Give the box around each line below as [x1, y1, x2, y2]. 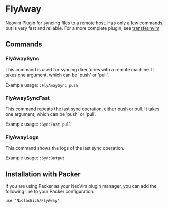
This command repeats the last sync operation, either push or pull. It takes [5, 106, 160, 112]
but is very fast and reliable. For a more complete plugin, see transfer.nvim [5, 25, 160, 31]
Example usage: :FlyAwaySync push [5, 81, 78, 88]
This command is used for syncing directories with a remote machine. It [5, 66, 154, 72]
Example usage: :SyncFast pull [5, 121, 72, 127]
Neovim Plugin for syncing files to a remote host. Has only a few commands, [5, 20, 164, 26]
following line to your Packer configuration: [5, 188, 95, 195]
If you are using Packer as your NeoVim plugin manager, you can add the [5, 183, 157, 189]
